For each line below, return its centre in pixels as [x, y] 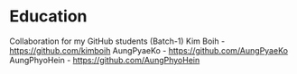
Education [48, 16]
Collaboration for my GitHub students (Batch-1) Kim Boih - [117, 41]
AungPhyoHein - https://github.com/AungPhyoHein [105, 60]
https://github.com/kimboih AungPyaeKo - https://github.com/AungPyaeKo [149, 50]
